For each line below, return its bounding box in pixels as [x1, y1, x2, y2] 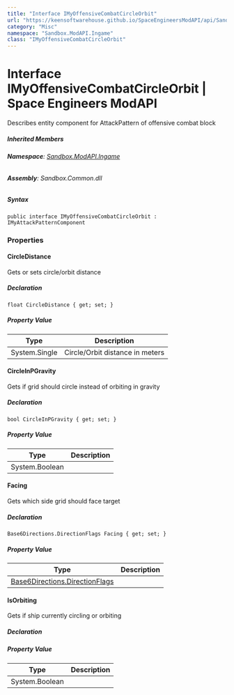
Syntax [7, 196, 29, 204]
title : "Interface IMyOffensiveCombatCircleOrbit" [7, 10, 157, 17]
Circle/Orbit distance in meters [64, 347, 165, 357]
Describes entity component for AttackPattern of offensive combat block [7, 119, 216, 127]
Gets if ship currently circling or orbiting [7, 611, 122, 620]
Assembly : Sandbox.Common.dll [7, 173, 102, 182]
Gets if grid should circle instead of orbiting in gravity [7, 382, 160, 391]
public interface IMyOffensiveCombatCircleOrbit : [7, 213, 157, 220]
